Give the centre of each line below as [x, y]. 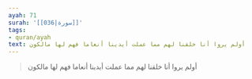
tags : [17, 30]
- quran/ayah [30, 37]
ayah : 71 [23, 15]
